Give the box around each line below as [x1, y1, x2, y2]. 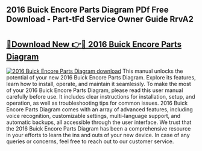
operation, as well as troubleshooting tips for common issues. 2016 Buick [6, 99, 188, 106]
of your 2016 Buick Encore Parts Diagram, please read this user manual [6, 87, 183, 94]
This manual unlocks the [122, 67, 183, 75]
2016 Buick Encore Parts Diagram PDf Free [6, 5, 169, 15]
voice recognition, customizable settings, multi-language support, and [6, 112, 181, 119]
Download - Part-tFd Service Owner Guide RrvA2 [6, 14, 194, 25]
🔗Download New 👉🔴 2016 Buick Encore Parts [6, 39, 182, 49]
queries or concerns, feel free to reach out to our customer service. [6, 138, 174, 145]
